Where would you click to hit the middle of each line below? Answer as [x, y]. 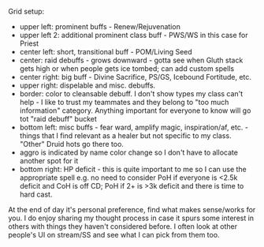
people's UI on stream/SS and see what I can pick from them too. [114, 235]
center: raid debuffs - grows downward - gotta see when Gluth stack [131, 60]
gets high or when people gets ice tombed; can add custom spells [127, 69]
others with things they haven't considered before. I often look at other [123, 226]
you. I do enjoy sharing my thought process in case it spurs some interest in [131, 218]
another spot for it [49, 161]
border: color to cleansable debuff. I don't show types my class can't [131, 94]
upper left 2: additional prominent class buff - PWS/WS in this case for [134, 35]
